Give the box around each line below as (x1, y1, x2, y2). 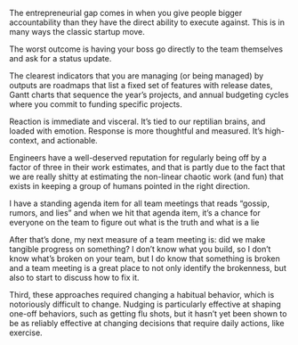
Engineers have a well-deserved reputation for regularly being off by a (9, 152, 267, 163)
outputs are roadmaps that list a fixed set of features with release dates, (9, 80, 273, 90)
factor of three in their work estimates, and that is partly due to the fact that (9, 162, 286, 172)
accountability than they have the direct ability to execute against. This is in (9, 17, 285, 28)
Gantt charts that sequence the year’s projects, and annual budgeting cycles (9, 89, 289, 100)
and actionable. (41, 136, 98, 145)
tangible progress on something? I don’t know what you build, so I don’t (9, 244, 271, 254)
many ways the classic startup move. (9, 27, 145, 37)
